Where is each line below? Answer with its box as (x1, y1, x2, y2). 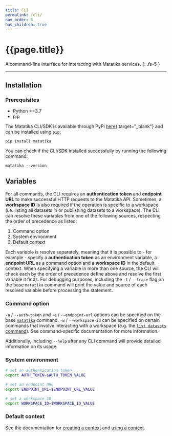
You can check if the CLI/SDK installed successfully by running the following (5, 148, 167, 154)
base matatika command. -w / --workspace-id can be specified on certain (5, 317, 160, 323)
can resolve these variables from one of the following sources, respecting (5, 212, 161, 219)
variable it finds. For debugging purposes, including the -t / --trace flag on (5, 276, 164, 282)
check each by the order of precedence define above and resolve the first (5, 270, 161, 277)
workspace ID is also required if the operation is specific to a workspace (5, 202, 159, 208)
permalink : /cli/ (5, 12, 42, 17)
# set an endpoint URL (5, 382, 54, 387)
